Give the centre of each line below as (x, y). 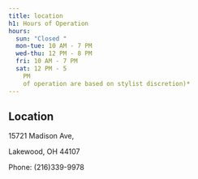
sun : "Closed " (41, 38)
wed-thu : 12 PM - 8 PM (54, 53)
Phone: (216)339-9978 (47, 168)
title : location (36, 16)
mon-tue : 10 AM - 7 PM (54, 46)
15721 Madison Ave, (41, 136)
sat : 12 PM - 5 (41, 69)
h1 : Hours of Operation (49, 23)
